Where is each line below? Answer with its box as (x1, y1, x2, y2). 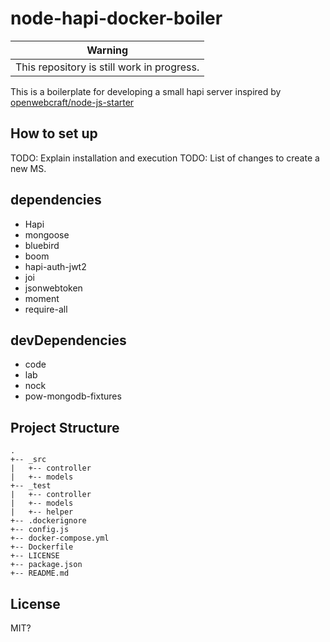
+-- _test (10, 481, 52, 491)
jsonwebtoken (24, 282, 83, 294)
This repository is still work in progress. (15, 60, 200, 74)
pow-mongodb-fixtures (24, 390, 122, 402)
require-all (24, 303, 68, 315)
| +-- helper (10, 507, 74, 517)
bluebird (24, 239, 60, 251)
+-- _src (10, 455, 47, 465)
